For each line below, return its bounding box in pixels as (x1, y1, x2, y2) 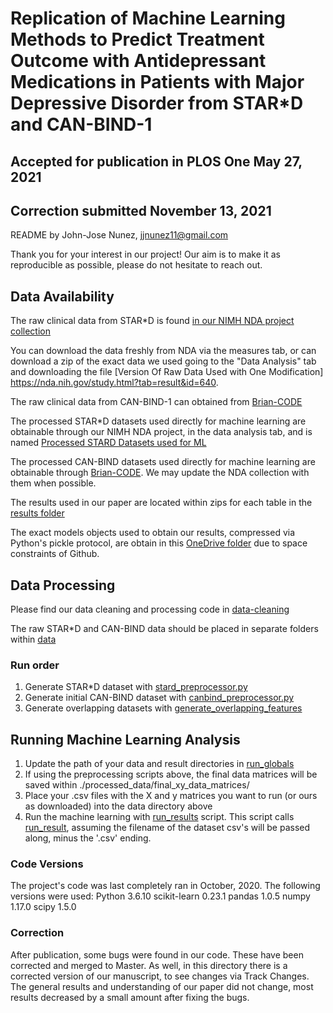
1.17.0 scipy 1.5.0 (10, 901, 77, 913)
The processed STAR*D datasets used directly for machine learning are (10, 415, 307, 427)
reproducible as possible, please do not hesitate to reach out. (10, 259, 263, 271)
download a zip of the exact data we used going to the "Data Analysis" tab (10, 355, 317, 367)
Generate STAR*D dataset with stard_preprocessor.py (24, 681, 248, 693)
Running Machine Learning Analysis (10, 731, 241, 748)
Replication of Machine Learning (10, 7, 286, 30)
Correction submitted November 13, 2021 (10, 202, 272, 219)
